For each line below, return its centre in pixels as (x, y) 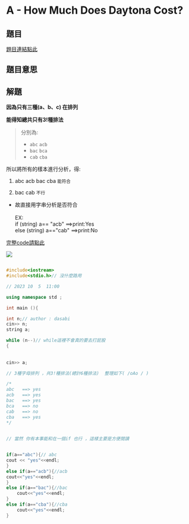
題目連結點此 (22, 49)
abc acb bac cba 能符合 (43, 181)
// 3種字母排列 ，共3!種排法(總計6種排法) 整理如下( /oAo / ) (78, 373)
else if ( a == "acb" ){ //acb (37, 471)
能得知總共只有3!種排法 (35, 120)
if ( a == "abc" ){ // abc (32, 455)
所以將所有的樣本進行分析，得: (44, 169)
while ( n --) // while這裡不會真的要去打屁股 (56, 340)
